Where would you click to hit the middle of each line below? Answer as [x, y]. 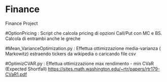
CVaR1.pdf [16, 74]
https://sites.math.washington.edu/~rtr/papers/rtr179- [104, 69]
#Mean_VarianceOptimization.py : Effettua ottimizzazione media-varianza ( [83, 48]
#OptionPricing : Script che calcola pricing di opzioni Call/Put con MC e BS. [84, 33]
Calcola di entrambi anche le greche [43, 38]
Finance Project [22, 23]
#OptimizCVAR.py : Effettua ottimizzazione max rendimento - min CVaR [80, 63]
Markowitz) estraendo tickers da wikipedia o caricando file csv [71, 54]
